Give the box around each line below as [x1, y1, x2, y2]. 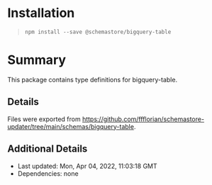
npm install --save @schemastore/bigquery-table [24, 28, 172, 35]
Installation [7, 5, 75, 21]
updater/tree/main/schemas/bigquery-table [7, 122, 135, 130]
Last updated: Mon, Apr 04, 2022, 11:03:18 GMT [17, 162, 157, 170]
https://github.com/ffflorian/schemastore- [82, 115, 204, 123]
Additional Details [7, 143, 88, 155]
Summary [7, 52, 66, 68]
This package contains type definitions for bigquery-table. [7, 75, 178, 84]
